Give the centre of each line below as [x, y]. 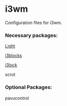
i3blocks [14, 55]
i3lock [11, 65]
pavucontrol [17, 98]
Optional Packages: [29, 87]
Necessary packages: [32, 35]
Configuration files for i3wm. [33, 23]
